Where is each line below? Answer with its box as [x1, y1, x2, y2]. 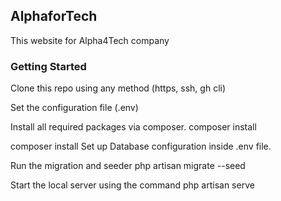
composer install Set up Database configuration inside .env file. [10, 140, 272, 153]
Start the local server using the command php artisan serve [10, 179, 255, 191]
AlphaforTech [10, 8, 98, 25]
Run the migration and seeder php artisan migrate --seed [10, 160, 246, 172]
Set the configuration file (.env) [10, 102, 139, 114]
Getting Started [10, 59, 87, 73]
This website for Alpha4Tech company [10, 34, 170, 46]
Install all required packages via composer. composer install [10, 121, 257, 133]
